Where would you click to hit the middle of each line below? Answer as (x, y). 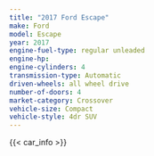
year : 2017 (29, 42)
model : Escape (36, 34)
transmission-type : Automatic (65, 76)
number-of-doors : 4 (45, 92)
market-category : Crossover (61, 100)
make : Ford (29, 26)
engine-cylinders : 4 (48, 68)
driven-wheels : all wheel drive (69, 84)
